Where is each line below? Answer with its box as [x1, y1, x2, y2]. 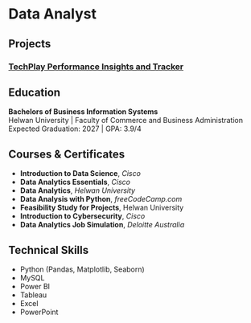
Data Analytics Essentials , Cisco [19, 178, 131, 187]
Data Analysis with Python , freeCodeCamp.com [19, 194, 183, 204]
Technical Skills [8, 243, 89, 257]
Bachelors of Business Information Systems [8, 107, 158, 117]
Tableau [19, 290, 47, 300]
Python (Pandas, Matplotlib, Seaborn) [19, 264, 145, 274]
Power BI [19, 281, 51, 291]
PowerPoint [19, 307, 59, 317]
